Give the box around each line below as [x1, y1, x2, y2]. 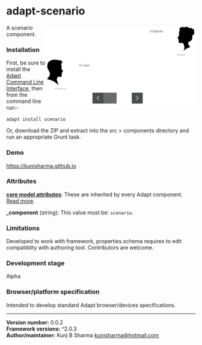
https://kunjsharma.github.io [6, 162, 76, 169]
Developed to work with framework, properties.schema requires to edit [6, 238, 182, 245]
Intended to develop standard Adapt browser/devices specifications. [6, 301, 176, 308]
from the [6, 92, 28, 99]
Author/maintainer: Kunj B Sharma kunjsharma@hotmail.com [6, 331, 159, 338]
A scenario [6, 24, 33, 31]
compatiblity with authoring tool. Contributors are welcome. [6, 244, 154, 251]
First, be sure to [6, 59, 46, 67]
